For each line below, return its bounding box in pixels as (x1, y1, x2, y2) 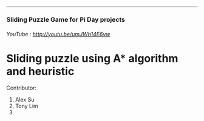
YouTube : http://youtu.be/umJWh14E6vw (6, 30, 110, 38)
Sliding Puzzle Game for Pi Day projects (6, 15, 126, 24)
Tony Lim (15, 102, 38, 110)
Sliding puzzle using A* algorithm (6, 51, 178, 65)
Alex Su (15, 96, 35, 103)
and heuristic (6, 64, 75, 78)
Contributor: (6, 84, 37, 91)
